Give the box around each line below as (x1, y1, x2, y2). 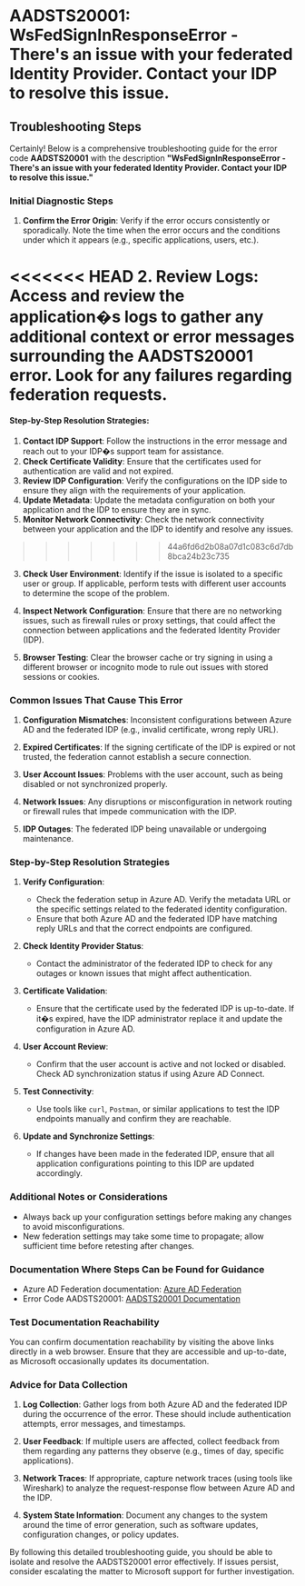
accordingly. (35, 1168, 84, 1179)
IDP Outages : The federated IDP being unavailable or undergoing (22, 823, 267, 834)
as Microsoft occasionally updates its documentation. (9, 1356, 210, 1367)
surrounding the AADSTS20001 (9, 346, 254, 366)
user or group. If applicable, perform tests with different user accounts (22, 578, 287, 589)
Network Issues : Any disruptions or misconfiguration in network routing (22, 796, 292, 807)
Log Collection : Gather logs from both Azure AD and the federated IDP (22, 1399, 288, 1410)
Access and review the (9, 285, 185, 306)
